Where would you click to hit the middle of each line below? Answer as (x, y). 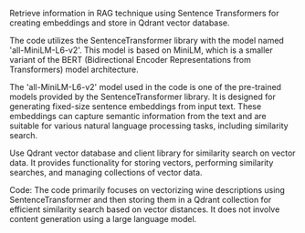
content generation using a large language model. (103, 219)
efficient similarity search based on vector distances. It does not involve (145, 209)
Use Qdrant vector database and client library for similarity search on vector (152, 153)
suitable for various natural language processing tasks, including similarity (149, 126)
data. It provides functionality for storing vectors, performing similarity (142, 162)
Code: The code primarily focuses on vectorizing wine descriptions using (147, 190)
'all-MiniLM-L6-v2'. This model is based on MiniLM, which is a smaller (141, 50)
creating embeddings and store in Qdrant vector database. (120, 23)
